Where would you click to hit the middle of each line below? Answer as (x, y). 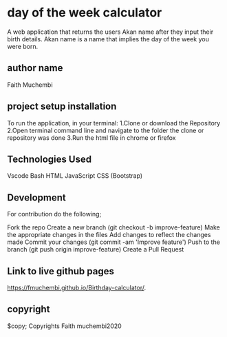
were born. (23, 46)
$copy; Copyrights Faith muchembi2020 (64, 326)
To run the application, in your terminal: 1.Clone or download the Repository (114, 123)
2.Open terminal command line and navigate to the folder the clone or (106, 130)
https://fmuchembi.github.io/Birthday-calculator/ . (77, 288)
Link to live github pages (61, 271)
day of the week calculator (85, 13)
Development (37, 197)
